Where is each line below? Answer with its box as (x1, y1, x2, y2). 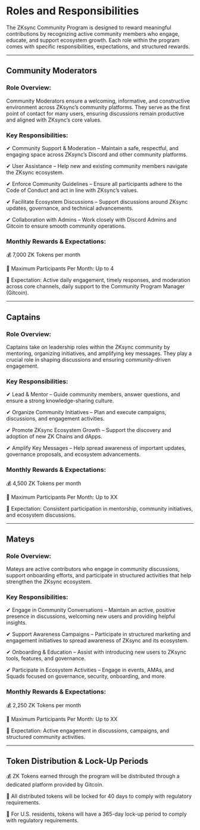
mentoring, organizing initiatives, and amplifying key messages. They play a (6, 350, 192, 357)
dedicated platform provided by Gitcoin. (6, 781, 104, 788)
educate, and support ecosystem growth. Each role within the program (6, 36, 180, 43)
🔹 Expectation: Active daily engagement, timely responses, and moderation (6, 276, 190, 284)
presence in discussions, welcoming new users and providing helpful (6, 613, 176, 620)
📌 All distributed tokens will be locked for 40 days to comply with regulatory (6, 792, 192, 800)
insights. (6, 619, 27, 626)
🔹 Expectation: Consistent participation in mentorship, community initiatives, (6, 505, 193, 512)
